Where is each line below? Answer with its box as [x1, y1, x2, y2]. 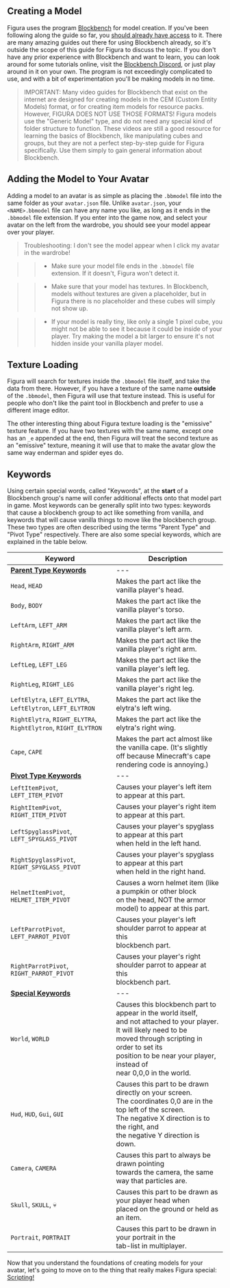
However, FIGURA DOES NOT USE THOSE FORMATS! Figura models [23, 110, 217, 118]
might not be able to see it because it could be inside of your [51, 325, 222, 333]
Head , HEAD [10, 581, 43, 591]
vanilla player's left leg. [116, 664, 190, 673]
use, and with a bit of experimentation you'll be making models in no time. [7, 75, 216, 83]
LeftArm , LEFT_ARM [10, 620, 67, 630]
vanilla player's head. [116, 585, 184, 595]
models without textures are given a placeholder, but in [51, 289, 207, 297]
